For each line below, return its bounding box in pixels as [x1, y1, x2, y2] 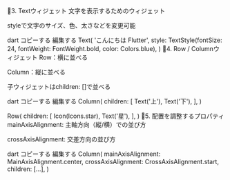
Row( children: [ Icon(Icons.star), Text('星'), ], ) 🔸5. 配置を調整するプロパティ [7, 112, 224, 120]
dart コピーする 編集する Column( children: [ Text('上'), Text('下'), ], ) [7, 97, 202, 106]
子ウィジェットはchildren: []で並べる [7, 83, 111, 90]
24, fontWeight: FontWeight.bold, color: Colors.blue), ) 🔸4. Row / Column [7, 45, 214, 52]
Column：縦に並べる [7, 68, 66, 76]
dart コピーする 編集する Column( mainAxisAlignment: [7, 150, 161, 158]
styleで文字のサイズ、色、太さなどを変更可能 [7, 21, 136, 30]
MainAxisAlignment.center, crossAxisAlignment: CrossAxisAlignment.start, [7, 158, 220, 166]
